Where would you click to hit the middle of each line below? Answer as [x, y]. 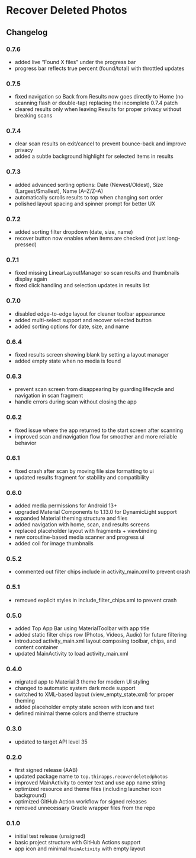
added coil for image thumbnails [54, 544]
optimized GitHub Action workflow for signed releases [81, 801]
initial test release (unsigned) [50, 836]
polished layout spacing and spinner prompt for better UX [85, 204]
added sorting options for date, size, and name [72, 326]
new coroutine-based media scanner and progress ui [80, 537]
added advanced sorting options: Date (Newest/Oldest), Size [89, 185]
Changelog [27, 32]
